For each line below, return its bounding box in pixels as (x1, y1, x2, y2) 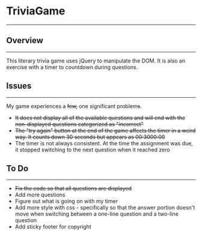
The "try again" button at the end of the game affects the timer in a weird (14, 127, 196, 134)
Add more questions (14, 191, 66, 199)
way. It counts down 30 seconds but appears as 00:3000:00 (14, 133, 165, 141)
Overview (6, 35, 44, 46)
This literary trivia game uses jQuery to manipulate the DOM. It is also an (6, 57, 185, 64)
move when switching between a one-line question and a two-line (14, 210, 179, 217)
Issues (6, 81, 32, 91)
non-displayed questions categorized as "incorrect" (14, 120, 144, 127)
